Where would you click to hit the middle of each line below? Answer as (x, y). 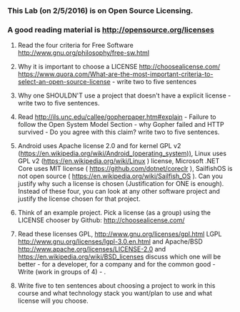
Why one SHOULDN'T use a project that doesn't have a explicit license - (124, 95)
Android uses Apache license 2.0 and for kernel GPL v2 (99, 146)
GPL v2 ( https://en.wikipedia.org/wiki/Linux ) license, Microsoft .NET (119, 161)
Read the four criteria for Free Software (75, 46)
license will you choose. (53, 301)
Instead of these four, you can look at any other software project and (119, 192)
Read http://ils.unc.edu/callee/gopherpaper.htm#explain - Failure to (117, 117)
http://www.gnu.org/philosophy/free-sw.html (84, 53)
